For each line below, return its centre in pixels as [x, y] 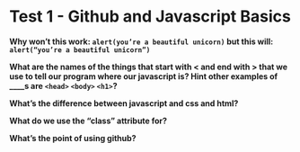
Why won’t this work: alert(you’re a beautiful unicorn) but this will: [141, 41]
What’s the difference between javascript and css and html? [124, 103]
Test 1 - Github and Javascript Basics [150, 17]
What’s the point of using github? [73, 138]
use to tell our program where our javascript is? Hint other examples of [144, 76]
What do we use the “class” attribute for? [88, 121]
